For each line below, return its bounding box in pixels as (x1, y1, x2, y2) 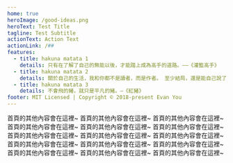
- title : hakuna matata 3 (13, 81, 89, 88)
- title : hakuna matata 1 (13, 55, 89, 62)
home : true (7, 10, 39, 17)
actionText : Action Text (7, 36, 79, 43)
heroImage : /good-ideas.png (7, 17, 89, 24)
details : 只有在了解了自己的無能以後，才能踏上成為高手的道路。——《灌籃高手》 (19, 62, 220, 69)
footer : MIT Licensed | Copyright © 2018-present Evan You (7, 94, 182, 101)
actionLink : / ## (7, 42, 54, 49)
